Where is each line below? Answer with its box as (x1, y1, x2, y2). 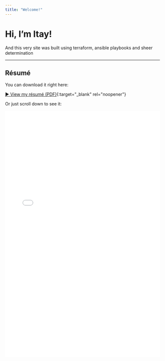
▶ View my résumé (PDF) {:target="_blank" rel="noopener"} (5, 92, 126, 98)
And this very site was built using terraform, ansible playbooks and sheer (5, 45, 153, 51)
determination (5, 50, 33, 56)
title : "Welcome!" (5, 7, 43, 12)
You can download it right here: (5, 82, 69, 88)
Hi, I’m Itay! (5, 28, 53, 39)
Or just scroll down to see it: (5, 101, 62, 107)
